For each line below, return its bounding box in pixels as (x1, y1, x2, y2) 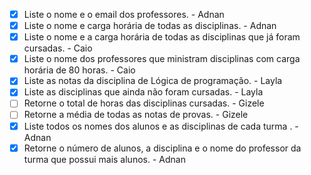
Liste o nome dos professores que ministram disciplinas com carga (23, 53, 301, 65)
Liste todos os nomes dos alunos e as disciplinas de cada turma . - (23, 120, 299, 132)
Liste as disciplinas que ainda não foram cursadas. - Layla (23, 86, 264, 98)
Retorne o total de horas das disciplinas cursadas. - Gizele (23, 97, 265, 109)
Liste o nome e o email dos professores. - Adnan (23, 9, 225, 20)
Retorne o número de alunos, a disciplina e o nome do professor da (23, 142, 302, 154)
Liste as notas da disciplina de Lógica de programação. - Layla (23, 75, 283, 87)
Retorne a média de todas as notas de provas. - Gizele (23, 109, 249, 121)
